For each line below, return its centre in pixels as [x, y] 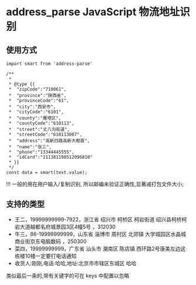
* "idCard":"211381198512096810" [51, 157]
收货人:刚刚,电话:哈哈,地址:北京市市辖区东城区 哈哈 [75, 263]
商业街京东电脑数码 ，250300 [50, 241]
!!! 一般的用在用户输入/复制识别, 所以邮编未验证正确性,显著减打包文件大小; [95, 184]
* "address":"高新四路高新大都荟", [49, 141]
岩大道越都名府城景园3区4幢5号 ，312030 [65, 227]
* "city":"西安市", [32, 107]
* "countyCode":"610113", [42, 123]
